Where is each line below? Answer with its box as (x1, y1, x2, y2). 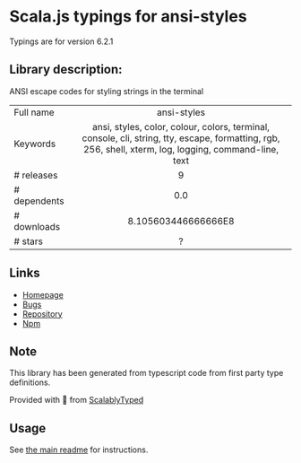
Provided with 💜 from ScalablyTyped (9, 395, 144, 406)
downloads (13, 220, 61, 232)
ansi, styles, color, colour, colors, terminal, (92, 120, 271, 133)
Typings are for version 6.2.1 (9, 36, 114, 47)
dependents (13, 195, 64, 207)
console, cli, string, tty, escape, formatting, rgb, (82, 132, 280, 144)
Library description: (9, 62, 123, 77)
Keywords (13, 137, 56, 150)
